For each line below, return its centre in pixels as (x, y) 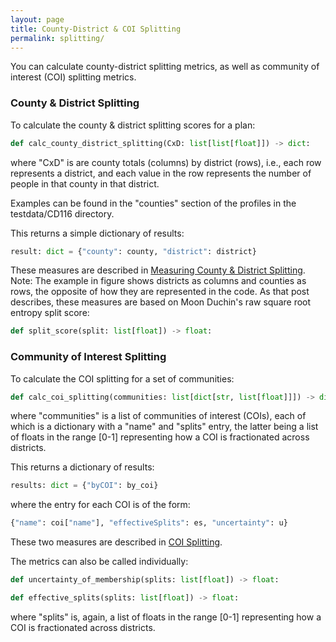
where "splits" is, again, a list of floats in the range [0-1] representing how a (166, 617)
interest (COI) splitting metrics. (73, 77)
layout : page (37, 19)
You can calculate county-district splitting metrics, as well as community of (165, 67)
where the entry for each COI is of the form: (100, 505)
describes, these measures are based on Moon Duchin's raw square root (161, 302)
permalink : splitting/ (57, 38)
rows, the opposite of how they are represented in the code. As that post (160, 292)
